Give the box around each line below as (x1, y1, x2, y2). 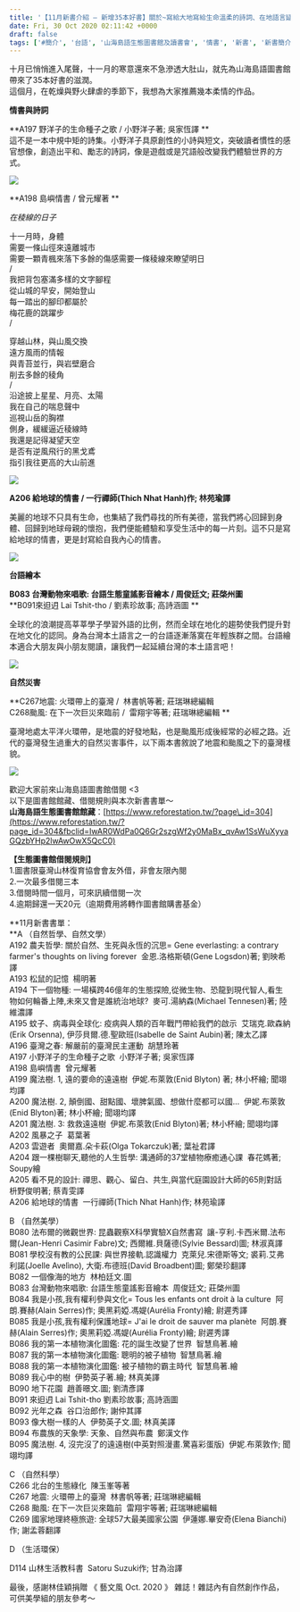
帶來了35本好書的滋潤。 (9, 75, 97, 86)
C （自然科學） (9, 1469, 65, 1480)
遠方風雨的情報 (9, 347, 64, 358)
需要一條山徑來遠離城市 (9, 242, 96, 253)
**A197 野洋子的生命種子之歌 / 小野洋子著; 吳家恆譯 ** (9, 124, 210, 135)
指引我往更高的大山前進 (9, 457, 96, 468)
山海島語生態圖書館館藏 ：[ (9, 806, 107, 817)
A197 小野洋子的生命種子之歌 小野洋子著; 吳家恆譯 (9, 1051, 195, 1063)
